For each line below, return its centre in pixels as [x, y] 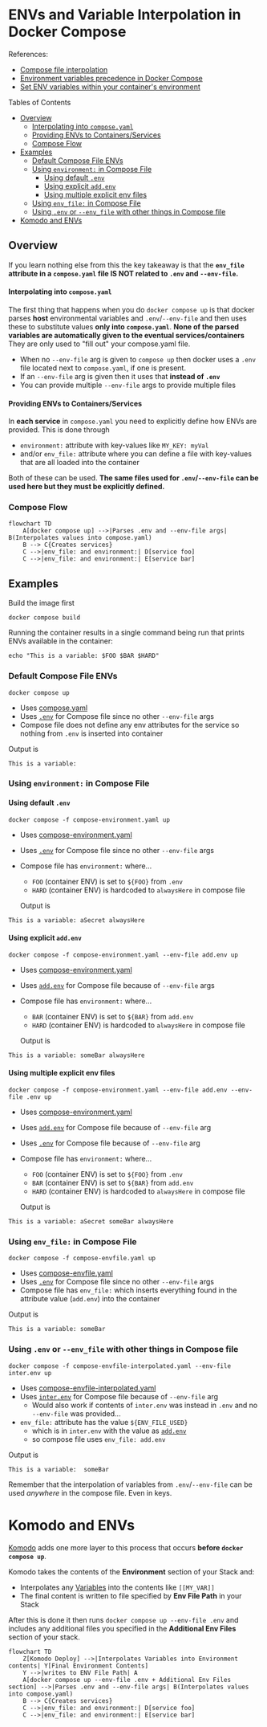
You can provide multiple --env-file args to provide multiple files [128, 385]
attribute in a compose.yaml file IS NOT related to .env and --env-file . [123, 273]
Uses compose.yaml [54, 708]
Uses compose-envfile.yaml [67, 1273]
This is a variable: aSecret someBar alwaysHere [91, 1222]
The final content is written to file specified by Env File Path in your [131, 1595]
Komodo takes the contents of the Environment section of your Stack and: [131, 1571]
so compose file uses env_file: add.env [99, 1439]
